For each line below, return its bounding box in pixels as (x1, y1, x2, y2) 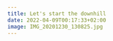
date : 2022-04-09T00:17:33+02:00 (7, 17, 107, 24)
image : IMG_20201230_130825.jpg (7, 23, 103, 30)
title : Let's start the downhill (7, 10, 107, 17)
